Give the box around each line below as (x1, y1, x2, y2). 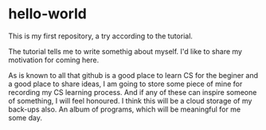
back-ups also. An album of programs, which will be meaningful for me (8, 104, 241, 114)
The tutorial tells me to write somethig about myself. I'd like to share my (8, 46, 243, 56)
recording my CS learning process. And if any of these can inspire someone (8, 87, 257, 97)
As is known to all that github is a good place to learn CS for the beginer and (8, 70, 259, 80)
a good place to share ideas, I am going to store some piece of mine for (8, 79, 243, 89)
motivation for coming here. (8, 55, 100, 65)
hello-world (8, 5, 88, 23)
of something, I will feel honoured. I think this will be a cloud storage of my (8, 96, 252, 105)
